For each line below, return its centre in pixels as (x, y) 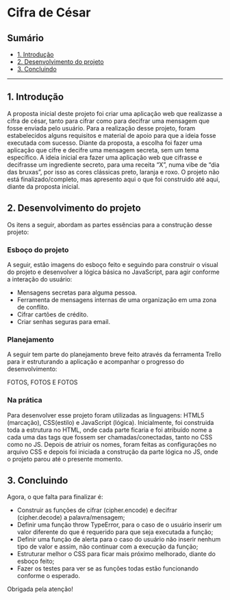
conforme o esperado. (49, 576)
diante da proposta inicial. (43, 186)
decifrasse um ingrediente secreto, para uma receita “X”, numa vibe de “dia (114, 164)
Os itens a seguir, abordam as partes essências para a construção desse (110, 224)
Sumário (26, 38)
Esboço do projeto (38, 250)
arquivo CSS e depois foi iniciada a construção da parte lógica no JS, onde (113, 452)
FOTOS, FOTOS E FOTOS (42, 382)
